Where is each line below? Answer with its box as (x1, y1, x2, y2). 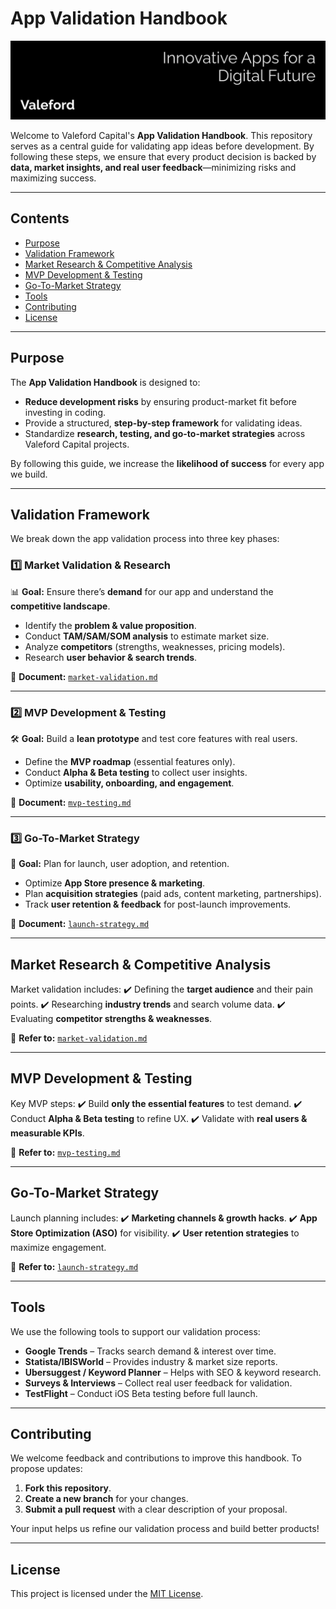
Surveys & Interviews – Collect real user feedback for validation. (24, 1377, 293, 1389)
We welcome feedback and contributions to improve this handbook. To (10, 1452, 302, 1464)
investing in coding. (24, 406, 107, 418)
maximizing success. (10, 172, 97, 184)
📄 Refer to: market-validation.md (10, 1032, 148, 1044)
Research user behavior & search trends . (24, 651, 198, 663)
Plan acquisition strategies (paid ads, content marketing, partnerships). (24, 888, 322, 900)
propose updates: (10, 1463, 83, 1475)
